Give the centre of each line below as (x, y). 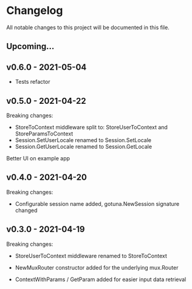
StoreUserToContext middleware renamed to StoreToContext (91, 256)
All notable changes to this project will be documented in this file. (88, 27)
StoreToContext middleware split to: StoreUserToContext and (91, 127)
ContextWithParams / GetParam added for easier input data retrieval (101, 279)
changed (26, 210)
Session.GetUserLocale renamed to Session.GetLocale (84, 146)
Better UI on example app (38, 158)
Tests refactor (33, 82)
